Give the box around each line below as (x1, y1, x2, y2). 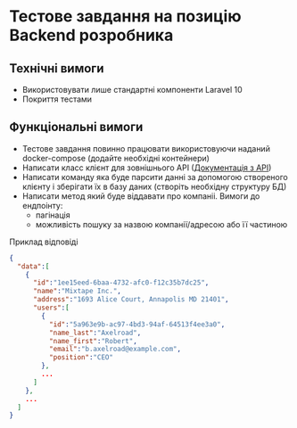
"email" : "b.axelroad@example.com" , (48, 345, 181, 354)
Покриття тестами (21, 94, 92, 104)
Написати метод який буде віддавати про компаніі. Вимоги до (21, 190, 260, 202)
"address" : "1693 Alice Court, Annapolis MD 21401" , (32, 295, 229, 304)
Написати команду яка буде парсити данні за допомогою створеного (21, 171, 288, 182)
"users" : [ (32, 303, 70, 313)
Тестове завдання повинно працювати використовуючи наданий (21, 143, 270, 153)
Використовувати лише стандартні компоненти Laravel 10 (21, 85, 243, 95)
